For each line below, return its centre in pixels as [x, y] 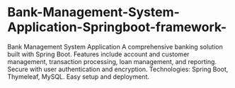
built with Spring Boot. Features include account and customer [98, 54]
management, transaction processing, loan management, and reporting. [112, 61]
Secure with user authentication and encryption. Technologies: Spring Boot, [118, 69]
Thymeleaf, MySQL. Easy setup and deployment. [79, 76]
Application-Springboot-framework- [117, 27]
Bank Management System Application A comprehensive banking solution [115, 46]
